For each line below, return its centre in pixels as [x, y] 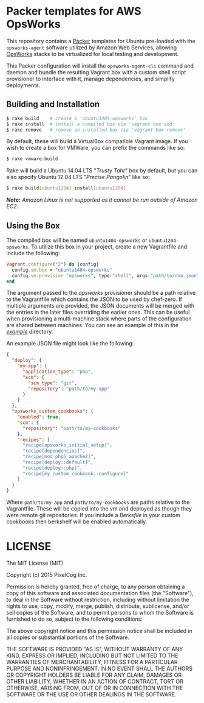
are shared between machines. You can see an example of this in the [93, 325]
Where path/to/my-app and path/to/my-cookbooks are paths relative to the [98, 502]
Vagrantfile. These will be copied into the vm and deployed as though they [99, 509]
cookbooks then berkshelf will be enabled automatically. [77, 521]
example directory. [30, 332]
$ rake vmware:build [32, 159]
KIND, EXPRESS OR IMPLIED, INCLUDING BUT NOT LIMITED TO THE [92, 655]
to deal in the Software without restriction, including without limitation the [98, 600]
